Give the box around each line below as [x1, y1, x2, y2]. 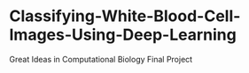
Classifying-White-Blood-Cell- [9, 6, 241, 26]
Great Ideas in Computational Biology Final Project [9, 54, 193, 64]
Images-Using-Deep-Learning [9, 25, 237, 45]
